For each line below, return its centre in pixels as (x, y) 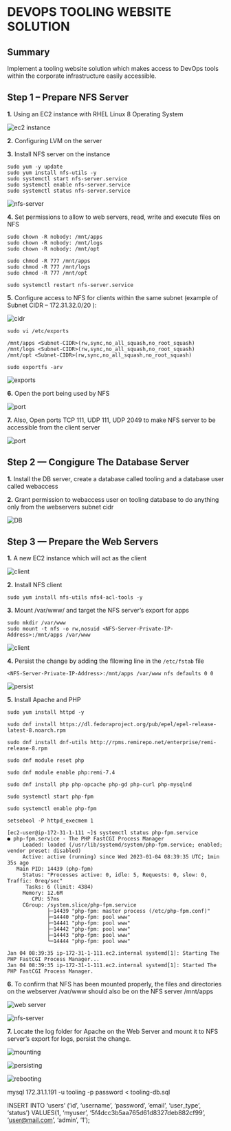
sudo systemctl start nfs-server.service (67, 179)
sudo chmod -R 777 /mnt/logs (49, 267)
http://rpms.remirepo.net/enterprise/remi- (153, 743)
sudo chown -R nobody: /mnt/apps (55, 237)
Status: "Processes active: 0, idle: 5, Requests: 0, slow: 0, (115, 875)
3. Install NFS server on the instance (59, 154)
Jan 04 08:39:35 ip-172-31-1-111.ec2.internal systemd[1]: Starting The (113, 953)
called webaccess (33, 486)
